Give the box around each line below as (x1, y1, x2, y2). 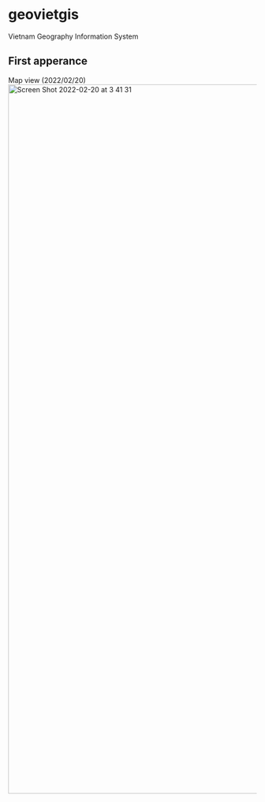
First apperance (8, 54, 88, 68)
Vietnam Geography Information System (8, 32, 139, 41)
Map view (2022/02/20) (8, 75, 87, 84)
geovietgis (8, 6, 80, 24)
